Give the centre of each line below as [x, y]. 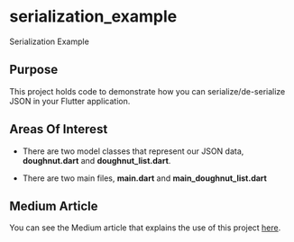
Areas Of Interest [59, 129]
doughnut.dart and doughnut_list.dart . [96, 160]
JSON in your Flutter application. [70, 101]
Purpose [34, 70]
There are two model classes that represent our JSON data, [133, 151]
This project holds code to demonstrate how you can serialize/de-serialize [147, 91]
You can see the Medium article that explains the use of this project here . [145, 228]
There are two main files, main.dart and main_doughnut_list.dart [145, 178]
